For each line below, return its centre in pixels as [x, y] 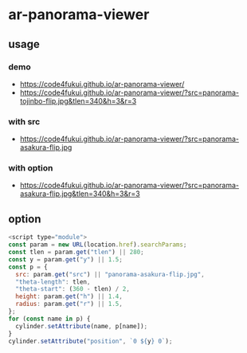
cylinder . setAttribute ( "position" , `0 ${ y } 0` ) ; [90, 341]
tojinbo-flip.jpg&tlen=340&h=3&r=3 [78, 100]
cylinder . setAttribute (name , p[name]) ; [82, 326]
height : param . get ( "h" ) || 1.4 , [69, 296]
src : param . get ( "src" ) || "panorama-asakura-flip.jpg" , [110, 274]
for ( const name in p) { [49, 319]
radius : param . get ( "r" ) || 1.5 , [69, 304]
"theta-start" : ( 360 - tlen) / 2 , [73, 289]
